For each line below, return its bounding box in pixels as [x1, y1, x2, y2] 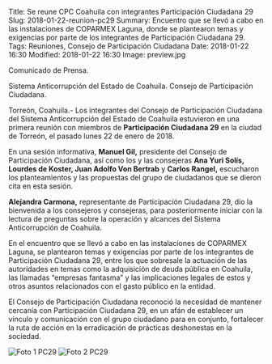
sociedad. [8, 332, 42, 341]
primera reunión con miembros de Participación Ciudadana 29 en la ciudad [8, 123, 261, 132]
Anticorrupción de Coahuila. [8, 222, 103, 232]
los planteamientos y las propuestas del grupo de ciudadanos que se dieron [8, 173, 261, 182]
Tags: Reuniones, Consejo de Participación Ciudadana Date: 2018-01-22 [8, 41, 249, 51]
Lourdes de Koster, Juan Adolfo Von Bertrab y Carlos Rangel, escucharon [8, 164, 259, 173]
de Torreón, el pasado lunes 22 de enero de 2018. [8, 131, 175, 141]
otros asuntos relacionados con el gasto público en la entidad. [8, 281, 216, 290]
